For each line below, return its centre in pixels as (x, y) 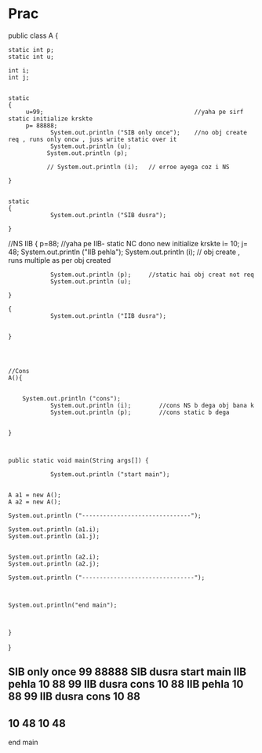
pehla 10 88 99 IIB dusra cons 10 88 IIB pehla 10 (126, 684)
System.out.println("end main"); (63, 605)
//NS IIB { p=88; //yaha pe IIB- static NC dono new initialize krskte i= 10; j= (128, 243)
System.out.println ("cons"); (72, 398)
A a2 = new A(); (35, 502)
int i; (19, 70)
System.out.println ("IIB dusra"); (108, 316)
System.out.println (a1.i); (54, 529)
